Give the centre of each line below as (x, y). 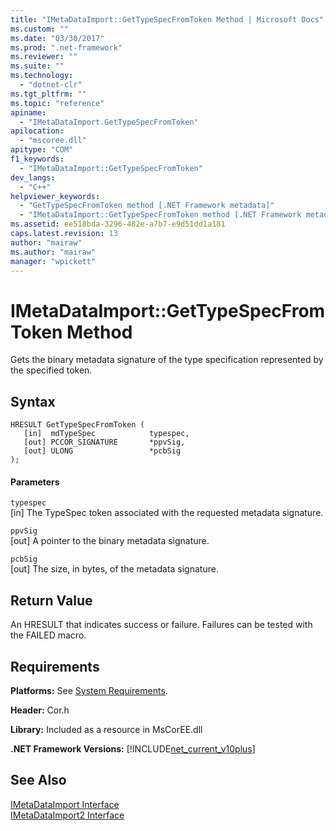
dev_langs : (33, 177)
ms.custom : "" (40, 29)
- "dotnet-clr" (51, 85)
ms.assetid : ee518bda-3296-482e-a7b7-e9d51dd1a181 (118, 224)
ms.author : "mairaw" (53, 252)
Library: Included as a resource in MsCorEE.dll (106, 729)
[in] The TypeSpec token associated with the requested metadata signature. (167, 513)
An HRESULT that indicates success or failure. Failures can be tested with (161, 625)
